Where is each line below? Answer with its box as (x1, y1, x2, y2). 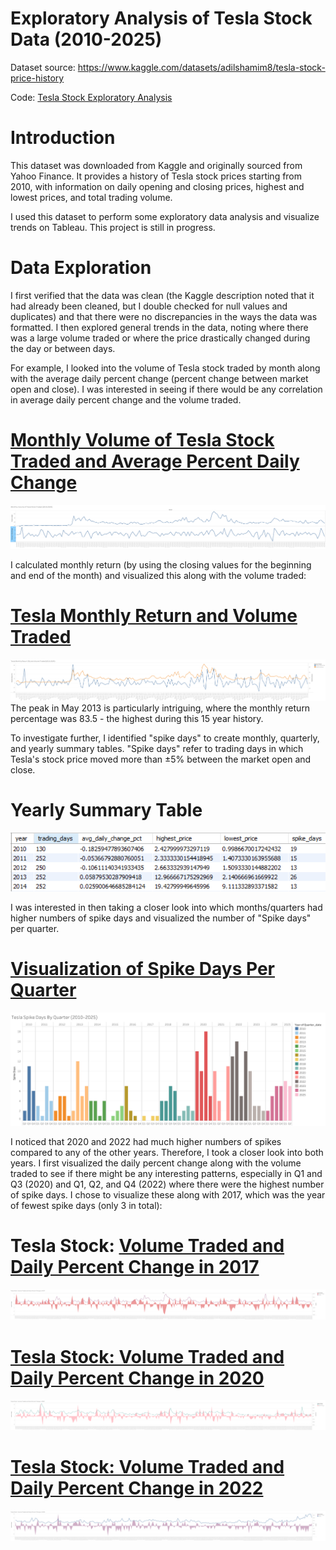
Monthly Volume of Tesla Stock (10, 429, 275, 451)
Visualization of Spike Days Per (10, 958, 276, 981)
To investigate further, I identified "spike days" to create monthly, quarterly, (10, 732, 320, 744)
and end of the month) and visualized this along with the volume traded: (10, 570, 307, 582)
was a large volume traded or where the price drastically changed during (10, 332, 311, 344)
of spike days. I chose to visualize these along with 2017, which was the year (10, 1189, 326, 1201)
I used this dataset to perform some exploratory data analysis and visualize (10, 210, 320, 222)
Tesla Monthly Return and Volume (10, 605, 298, 627)
